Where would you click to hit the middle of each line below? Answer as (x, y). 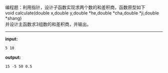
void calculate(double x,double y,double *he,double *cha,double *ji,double (82, 13)
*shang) (13, 18)
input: (11, 39)
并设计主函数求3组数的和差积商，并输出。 (48, 24)
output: (13, 57)
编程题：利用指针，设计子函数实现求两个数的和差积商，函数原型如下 (75, 7)
